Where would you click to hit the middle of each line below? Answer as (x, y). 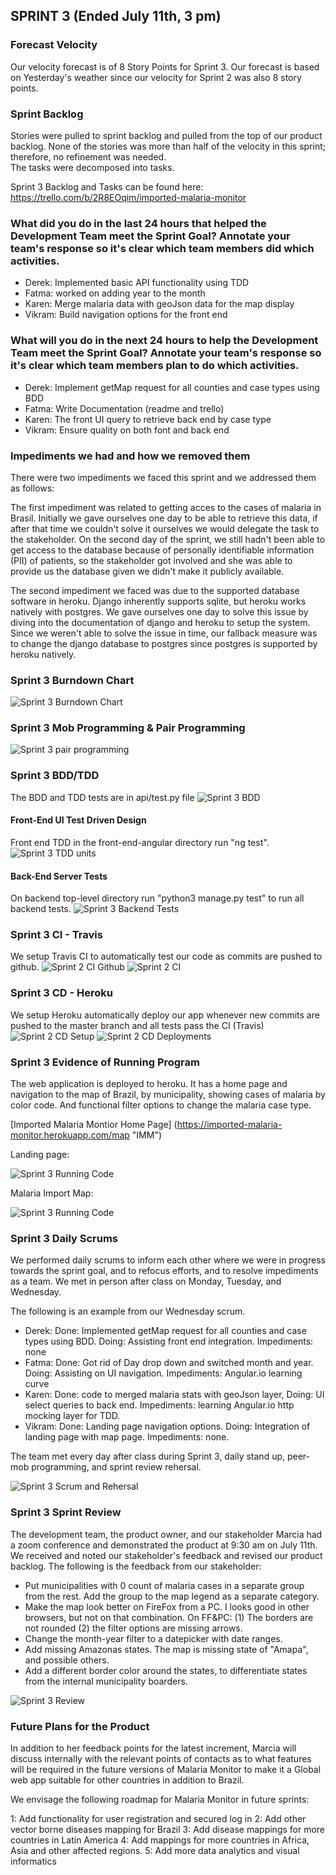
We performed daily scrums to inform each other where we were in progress (168, 1260)
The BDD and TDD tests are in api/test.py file (102, 797)
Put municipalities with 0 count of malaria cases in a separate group (164, 1585)
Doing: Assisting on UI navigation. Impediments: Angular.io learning (163, 1373)
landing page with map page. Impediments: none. (127, 1437)
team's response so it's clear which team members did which (162, 248)
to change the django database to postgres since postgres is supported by (164, 643)
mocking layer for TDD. (72, 1416)
